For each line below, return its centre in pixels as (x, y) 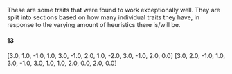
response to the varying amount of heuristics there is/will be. (94, 25)
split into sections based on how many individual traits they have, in (103, 17)
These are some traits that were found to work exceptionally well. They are (114, 10)
